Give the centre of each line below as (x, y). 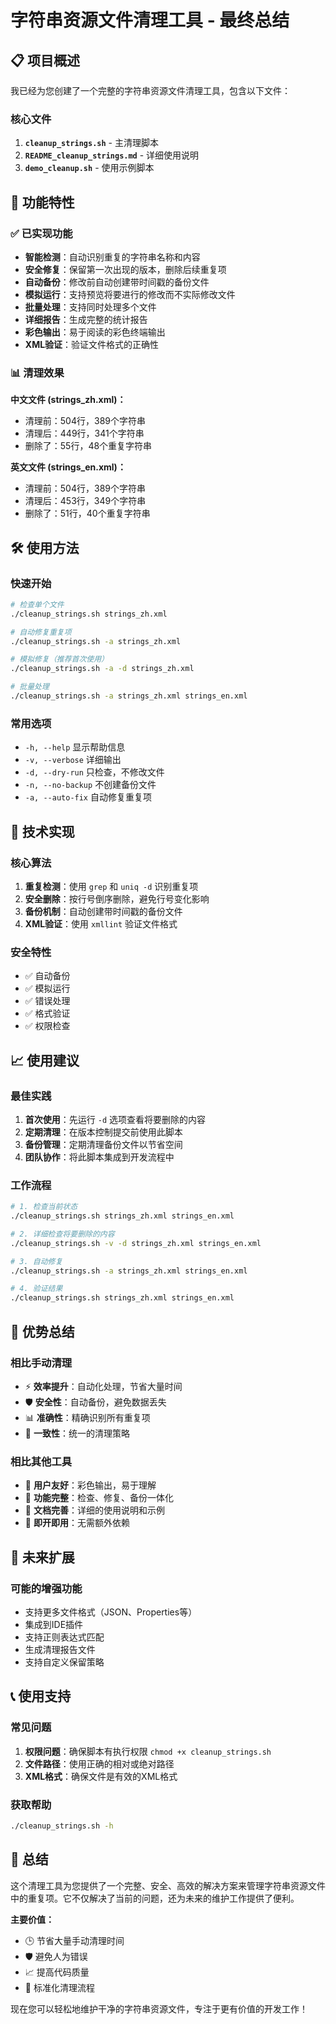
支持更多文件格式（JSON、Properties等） (111, 1612)
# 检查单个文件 (37, 604)
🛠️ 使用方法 (45, 547)
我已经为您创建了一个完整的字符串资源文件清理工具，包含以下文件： (150, 90)
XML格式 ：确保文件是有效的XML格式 (101, 1776)
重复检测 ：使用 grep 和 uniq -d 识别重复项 (111, 886)
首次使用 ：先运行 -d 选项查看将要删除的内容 (115, 1119)
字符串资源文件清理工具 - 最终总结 (150, 20)
